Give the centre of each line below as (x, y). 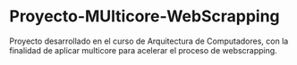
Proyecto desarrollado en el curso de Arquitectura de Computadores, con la (149, 41)
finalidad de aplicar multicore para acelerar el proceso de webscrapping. (143, 50)
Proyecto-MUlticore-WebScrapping (144, 16)
